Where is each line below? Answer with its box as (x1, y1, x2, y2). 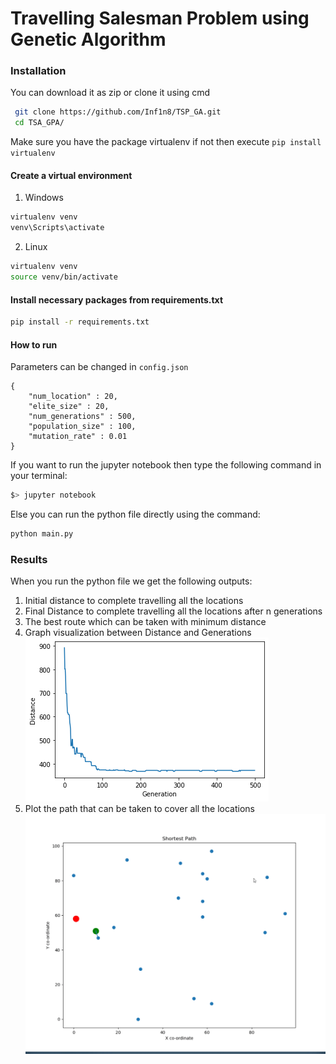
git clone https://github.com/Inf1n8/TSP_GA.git (14, 107, 222, 117)
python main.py (10, 529, 74, 539)
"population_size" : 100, (28, 422, 137, 432)
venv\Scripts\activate (10, 223, 105, 233)
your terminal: (10, 470, 68, 482)
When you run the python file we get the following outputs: (10, 575, 253, 587)
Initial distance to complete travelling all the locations (24, 595, 244, 607)
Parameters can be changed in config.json (10, 361, 189, 373)
